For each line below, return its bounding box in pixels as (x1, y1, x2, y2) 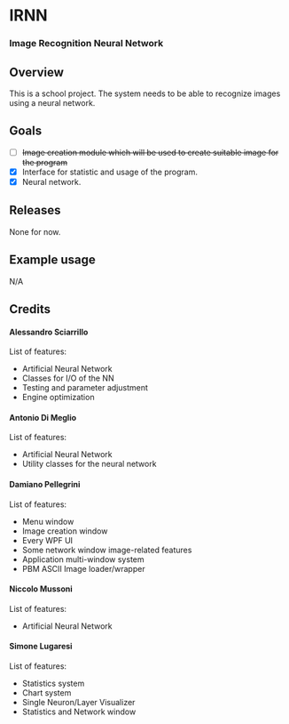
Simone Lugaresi (9, 641, 73, 652)
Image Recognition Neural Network (9, 37, 164, 50)
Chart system (21, 687, 72, 698)
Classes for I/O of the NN (21, 373, 114, 383)
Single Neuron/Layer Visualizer (21, 696, 136, 707)
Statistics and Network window (21, 706, 137, 717)
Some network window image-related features (21, 544, 192, 555)
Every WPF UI (21, 535, 74, 545)
